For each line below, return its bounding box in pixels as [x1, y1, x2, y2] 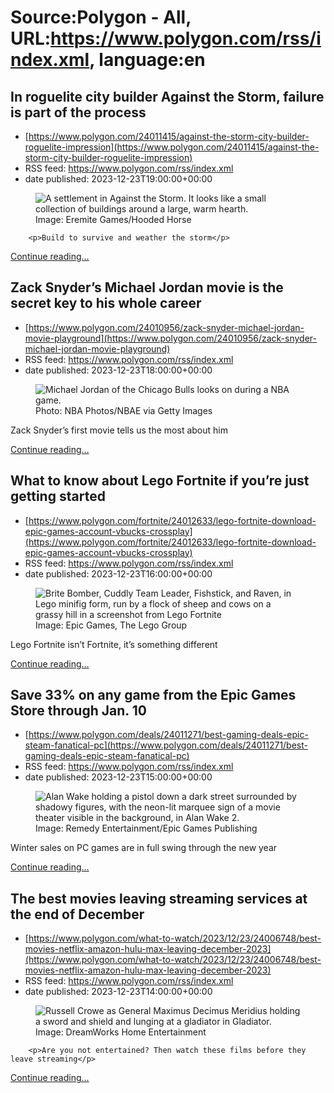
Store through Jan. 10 [10, 702, 147, 720]
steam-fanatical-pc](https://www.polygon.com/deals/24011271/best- [24, 739, 308, 751]
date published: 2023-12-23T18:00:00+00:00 [24, 364, 213, 376]
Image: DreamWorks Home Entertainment [35, 1026, 207, 1038]
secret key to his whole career [10, 295, 202, 312]
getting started [10, 488, 106, 505]
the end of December [10, 906, 145, 923]
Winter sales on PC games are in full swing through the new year [10, 842, 278, 854]
